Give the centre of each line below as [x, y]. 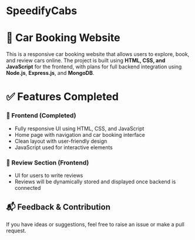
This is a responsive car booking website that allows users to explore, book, [98, 54]
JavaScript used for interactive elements [63, 147]
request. [16, 231]
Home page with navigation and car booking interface [80, 134]
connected [28, 188]
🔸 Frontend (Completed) [41, 116]
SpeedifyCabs [42, 11]
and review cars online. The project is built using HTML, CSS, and [86, 61]
